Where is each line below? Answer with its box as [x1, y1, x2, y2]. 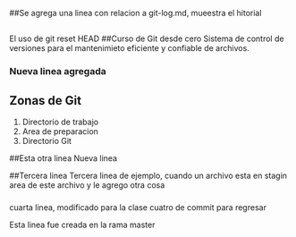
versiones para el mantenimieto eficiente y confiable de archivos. [9, 43, 250, 54]
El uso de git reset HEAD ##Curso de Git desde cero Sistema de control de [9, 33, 284, 44]
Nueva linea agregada [9, 65, 106, 78]
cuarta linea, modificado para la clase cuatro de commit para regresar [9, 202, 266, 213]
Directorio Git [21, 136, 72, 147]
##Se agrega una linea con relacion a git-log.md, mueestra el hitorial [9, 8, 262, 18]
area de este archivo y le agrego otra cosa [9, 180, 165, 190]
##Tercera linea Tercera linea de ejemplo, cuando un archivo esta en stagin [9, 170, 288, 182]
